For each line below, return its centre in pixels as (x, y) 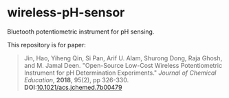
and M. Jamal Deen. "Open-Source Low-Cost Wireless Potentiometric (123, 65)
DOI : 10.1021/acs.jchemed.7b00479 (73, 87)
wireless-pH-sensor (66, 13)
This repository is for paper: (46, 45)
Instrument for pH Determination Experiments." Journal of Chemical (120, 73)
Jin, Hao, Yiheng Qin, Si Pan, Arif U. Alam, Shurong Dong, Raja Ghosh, (123, 58)
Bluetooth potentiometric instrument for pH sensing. (81, 32)
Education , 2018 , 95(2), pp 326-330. (76, 79)
